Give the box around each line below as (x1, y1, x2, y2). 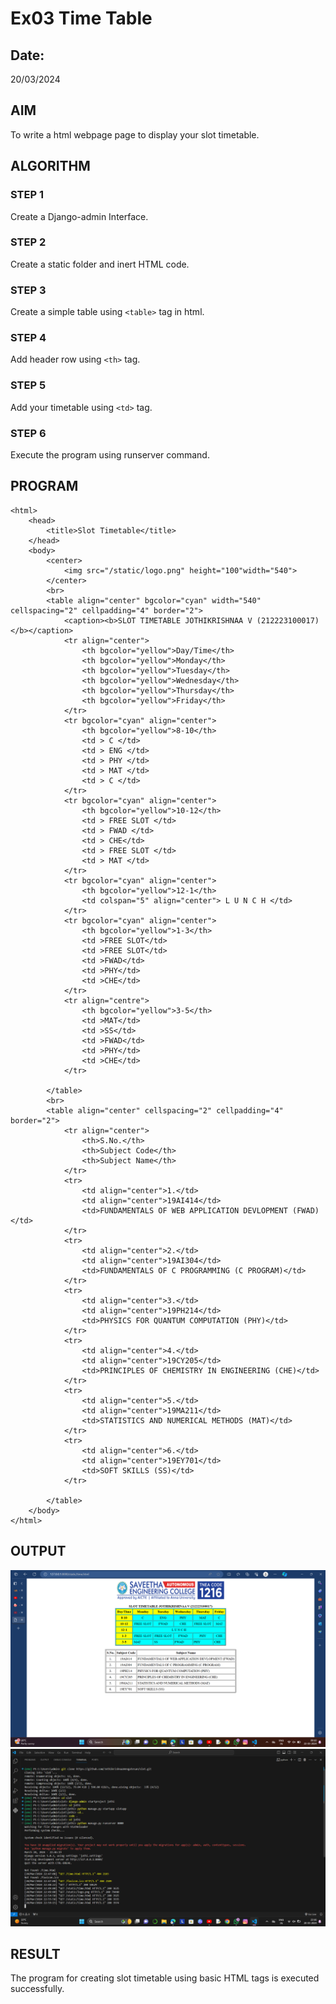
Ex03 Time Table (10, 7, 153, 30)
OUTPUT (10, 1543, 67, 1560)
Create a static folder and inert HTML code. (10, 258, 190, 270)
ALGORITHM (10, 158, 91, 175)
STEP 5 (10, 378, 47, 392)
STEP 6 (10, 426, 47, 440)
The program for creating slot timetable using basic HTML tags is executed (10, 1972, 320, 1984)
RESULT (10, 1946, 61, 1962)
